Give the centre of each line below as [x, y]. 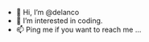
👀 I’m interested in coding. [59, 21]
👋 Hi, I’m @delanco [48, 12]
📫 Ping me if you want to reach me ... [79, 29]
